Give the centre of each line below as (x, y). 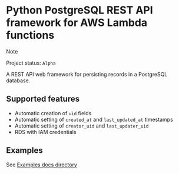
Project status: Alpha (31, 63)
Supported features (43, 99)
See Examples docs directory (42, 165)
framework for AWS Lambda (77, 23)
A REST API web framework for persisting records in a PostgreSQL (87, 74)
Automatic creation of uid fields (53, 113)
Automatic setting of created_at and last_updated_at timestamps (94, 119)
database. (18, 81)
